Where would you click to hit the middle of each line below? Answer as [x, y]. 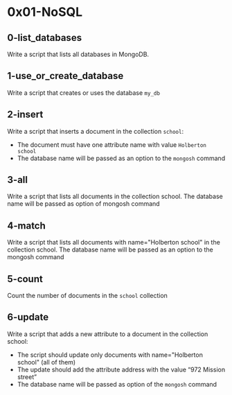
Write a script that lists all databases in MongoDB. [78, 54]
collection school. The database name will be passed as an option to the [110, 249]
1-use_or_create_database [65, 76]
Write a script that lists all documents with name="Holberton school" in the [114, 243]
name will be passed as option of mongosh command [84, 204]
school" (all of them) [46, 362]
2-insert [25, 115]
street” [27, 377]
